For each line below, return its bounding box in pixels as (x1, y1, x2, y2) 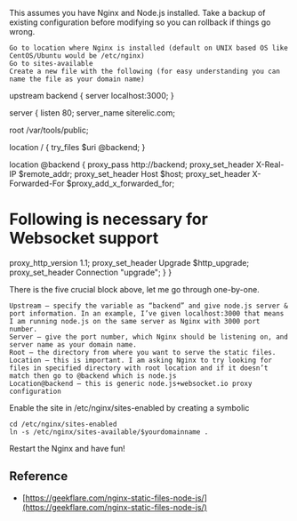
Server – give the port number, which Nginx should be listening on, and (9, 333, 289, 341)
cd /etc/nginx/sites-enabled (9, 420, 117, 429)
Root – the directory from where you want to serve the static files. (9, 348, 277, 357)
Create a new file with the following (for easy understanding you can (9, 67, 280, 76)
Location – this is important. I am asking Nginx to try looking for (9, 356, 273, 365)
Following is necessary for (9, 209, 209, 229)
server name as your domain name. (9, 340, 138, 349)
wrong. (9, 27, 36, 36)
